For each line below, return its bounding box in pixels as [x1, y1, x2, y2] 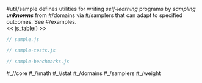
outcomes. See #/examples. [6, 18, 77, 25]
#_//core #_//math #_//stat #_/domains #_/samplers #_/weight [6, 70, 161, 77]
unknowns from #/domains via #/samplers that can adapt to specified [6, 12, 183, 19]
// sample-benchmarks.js [6, 58, 70, 65]
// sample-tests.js [6, 47, 56, 54]
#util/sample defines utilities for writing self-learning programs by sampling [6, 5, 197, 12]
